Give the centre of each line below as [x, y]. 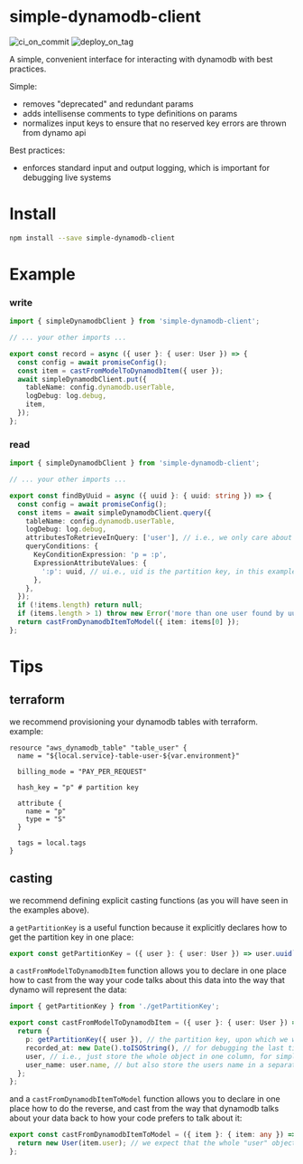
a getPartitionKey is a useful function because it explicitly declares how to [148, 927]
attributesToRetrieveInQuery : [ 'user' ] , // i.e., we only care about [159, 538]
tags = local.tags [52, 843]
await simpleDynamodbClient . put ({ [82, 379]
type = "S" [46, 819]
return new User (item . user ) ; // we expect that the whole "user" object [157, 1143]
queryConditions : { [62, 546]
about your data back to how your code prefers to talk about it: [126, 1118]
